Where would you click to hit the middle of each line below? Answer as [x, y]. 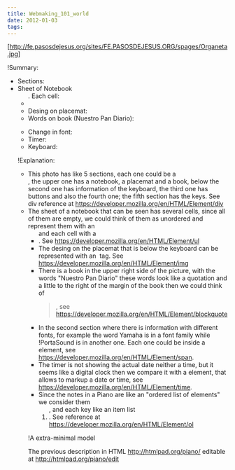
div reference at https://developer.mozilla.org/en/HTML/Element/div [126, 204]
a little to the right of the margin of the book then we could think [130, 286]
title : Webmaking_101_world [48, 14]
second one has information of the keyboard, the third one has [118, 189]
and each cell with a [67, 234]
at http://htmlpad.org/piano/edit [73, 459]
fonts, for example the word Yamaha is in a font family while [124, 335]
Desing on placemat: [57, 111]
